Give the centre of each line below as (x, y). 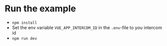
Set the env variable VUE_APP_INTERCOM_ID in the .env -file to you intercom (87, 27)
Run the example (40, 9)
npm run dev (24, 38)
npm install (24, 23)
